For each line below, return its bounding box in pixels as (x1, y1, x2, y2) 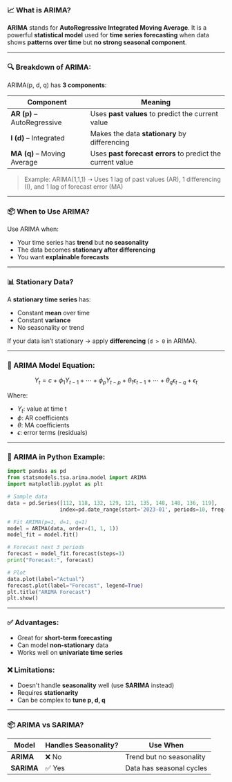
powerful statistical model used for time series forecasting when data (7, 31, 209, 39)
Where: (7, 391, 28, 400)
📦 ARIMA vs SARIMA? (7, 720, 84, 729)
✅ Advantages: (7, 617, 59, 627)
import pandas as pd (7, 468, 67, 475)
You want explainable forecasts (17, 252, 109, 261)
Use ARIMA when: (7, 225, 59, 233)
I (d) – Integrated (10, 133, 66, 142)
